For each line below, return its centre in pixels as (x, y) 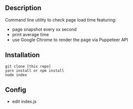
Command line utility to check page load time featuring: (61, 20)
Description (23, 8)
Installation (22, 55)
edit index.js (24, 102)
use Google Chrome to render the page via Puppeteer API (70, 40)
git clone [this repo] (28, 66)
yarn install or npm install (35, 70)
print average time (30, 34)
